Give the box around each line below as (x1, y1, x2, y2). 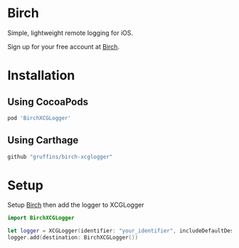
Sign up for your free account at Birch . (7, 42, 119, 51)
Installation (7, 68, 75, 83)
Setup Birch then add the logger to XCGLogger (7, 201, 144, 210)
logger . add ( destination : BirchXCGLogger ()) (7, 234, 139, 242)
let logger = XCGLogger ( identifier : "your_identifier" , (7, 227, 176, 234)
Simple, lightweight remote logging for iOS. (7, 29, 134, 37)
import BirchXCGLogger (7, 215, 75, 222)
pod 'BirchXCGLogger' (7, 114, 72, 122)
